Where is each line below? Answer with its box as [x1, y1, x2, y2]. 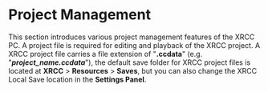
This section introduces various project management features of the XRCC [8, 32, 255, 42]
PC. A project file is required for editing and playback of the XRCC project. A [8, 40, 261, 50]
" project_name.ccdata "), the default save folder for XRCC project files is [8, 58, 251, 67]
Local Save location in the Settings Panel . [8, 74, 147, 84]
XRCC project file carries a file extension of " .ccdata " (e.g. [8, 49, 203, 58]
